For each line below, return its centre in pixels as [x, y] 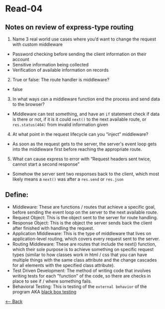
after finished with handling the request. [53, 228]
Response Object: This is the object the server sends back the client [82, 223]
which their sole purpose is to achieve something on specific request [83, 249]
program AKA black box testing [44, 292]
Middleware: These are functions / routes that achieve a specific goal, [84, 207]
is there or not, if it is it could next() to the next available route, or [79, 119]
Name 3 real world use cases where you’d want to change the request [84, 39]
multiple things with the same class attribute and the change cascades [84, 260]
